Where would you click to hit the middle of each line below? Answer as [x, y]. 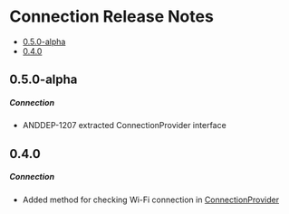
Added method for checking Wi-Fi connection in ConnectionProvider [150, 200]
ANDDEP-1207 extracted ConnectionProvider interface [124, 126]
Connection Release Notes [112, 17]
